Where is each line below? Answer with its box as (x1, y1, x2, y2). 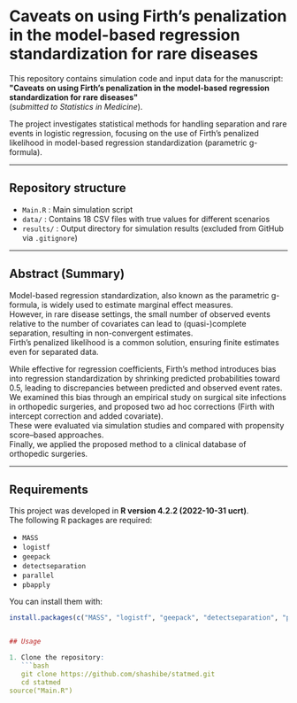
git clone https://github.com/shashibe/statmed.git (20, 669, 216, 678)
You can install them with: (9, 596, 103, 607)
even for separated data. (9, 346, 99, 357)
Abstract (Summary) (9, 267, 126, 282)
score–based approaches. (9, 429, 104, 440)
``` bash (20, 661, 49, 670)
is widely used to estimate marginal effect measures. (41, 299, 233, 310)
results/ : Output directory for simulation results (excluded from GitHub (21, 223, 285, 234)
